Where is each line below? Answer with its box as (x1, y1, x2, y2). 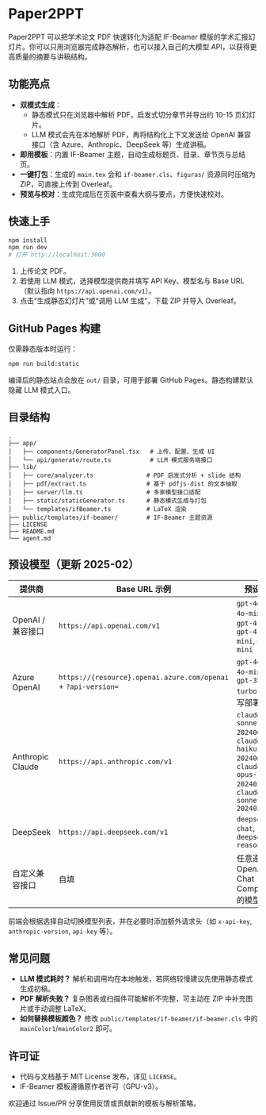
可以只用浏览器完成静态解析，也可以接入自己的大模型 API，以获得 (35, 41, 251, 52)
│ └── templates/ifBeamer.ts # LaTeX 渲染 (8, 505, 188, 513)
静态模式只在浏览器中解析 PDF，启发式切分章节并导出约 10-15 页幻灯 (31, 110, 256, 119)
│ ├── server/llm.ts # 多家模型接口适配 (8, 488, 201, 496)
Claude (12, 761, 40, 772)
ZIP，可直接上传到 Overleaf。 (19, 179, 116, 189)
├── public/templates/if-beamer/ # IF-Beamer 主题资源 (8, 513, 213, 521)
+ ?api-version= (58, 680, 119, 691)
